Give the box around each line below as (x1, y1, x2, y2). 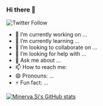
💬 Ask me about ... (15, 57, 61, 64)
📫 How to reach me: (15, 64, 67, 71)
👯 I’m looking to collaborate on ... (15, 44, 98, 51)
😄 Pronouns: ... (15, 72, 55, 79)
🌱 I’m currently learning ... (15, 38, 80, 45)
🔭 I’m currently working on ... (15, 31, 87, 38)
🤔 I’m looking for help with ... (15, 50, 87, 58)
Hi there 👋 (6, 5, 36, 14)
